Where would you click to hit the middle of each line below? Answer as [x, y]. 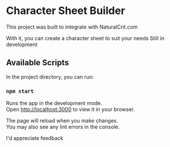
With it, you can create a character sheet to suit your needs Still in [85, 38]
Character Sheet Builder [66, 11]
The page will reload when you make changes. [62, 121]
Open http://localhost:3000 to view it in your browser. [71, 110]
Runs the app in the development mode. [54, 103]
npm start [20, 91]
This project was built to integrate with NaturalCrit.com [72, 27]
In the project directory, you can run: [50, 76]
